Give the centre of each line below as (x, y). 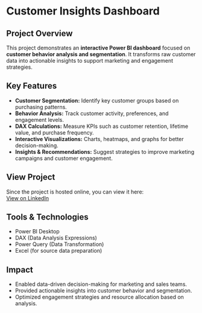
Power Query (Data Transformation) (59, 244)
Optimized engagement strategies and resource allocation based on (99, 297)
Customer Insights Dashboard (83, 11)
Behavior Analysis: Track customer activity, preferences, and (92, 113)
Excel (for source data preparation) (58, 251)
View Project (31, 177)
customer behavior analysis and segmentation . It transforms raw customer (101, 54)
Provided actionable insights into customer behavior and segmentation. (103, 291)
